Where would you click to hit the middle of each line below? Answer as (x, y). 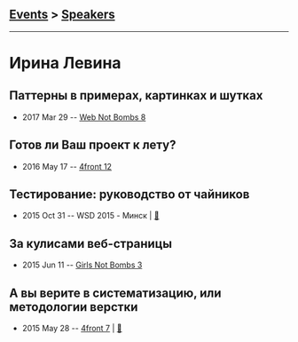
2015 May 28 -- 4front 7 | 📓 (72, 329)
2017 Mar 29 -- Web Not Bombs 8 (84, 117)
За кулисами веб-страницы (91, 243)
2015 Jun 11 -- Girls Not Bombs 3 (82, 265)
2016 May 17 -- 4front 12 (67, 166)
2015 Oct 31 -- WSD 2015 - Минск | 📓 (90, 216)
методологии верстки (74, 307)
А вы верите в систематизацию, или (115, 293)
